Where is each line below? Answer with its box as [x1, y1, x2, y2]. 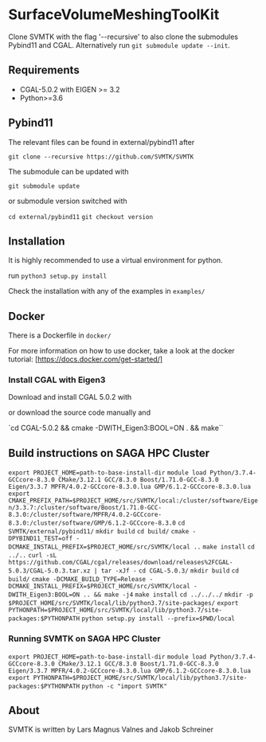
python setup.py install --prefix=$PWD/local [81, 615, 235, 623]
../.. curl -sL [8, 552, 57, 560]
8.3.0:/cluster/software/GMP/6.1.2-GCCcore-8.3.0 [8, 519, 177, 527]
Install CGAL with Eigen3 [8, 374, 106, 385]
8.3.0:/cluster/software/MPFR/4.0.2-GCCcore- [8, 511, 162, 519]
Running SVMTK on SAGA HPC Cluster [8, 633, 161, 644]
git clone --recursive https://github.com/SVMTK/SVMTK [8, 153, 194, 161]
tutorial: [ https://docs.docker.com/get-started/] [8, 354, 163, 364]
